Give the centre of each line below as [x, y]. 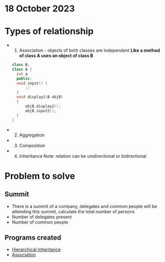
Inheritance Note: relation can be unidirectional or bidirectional [83, 156]
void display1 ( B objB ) [40, 97]
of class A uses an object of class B [56, 56]
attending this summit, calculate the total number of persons [73, 211]
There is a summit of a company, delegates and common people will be [84, 206]
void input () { [32, 83]
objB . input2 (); [41, 111]
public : [24, 78]
